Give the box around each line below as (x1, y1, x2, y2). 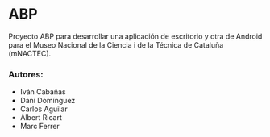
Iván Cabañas (19, 87, 66, 97)
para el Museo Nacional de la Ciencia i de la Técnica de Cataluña (8, 39, 224, 49)
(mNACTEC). (8, 48, 52, 58)
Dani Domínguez (19, 96, 76, 106)
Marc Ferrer (19, 122, 60, 131)
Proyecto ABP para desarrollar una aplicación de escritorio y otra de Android (8, 31, 263, 41)
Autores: (8, 68, 44, 80)
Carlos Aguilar (19, 104, 68, 114)
